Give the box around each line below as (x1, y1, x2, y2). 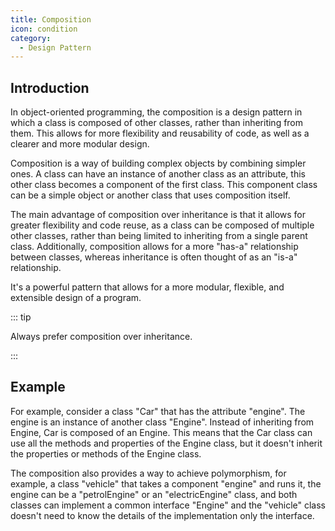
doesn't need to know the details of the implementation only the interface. (10, 509, 315, 521)
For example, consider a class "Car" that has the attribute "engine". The (10, 405, 306, 417)
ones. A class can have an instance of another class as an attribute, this (10, 168, 306, 180)
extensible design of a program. (10, 292, 142, 304)
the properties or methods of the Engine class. (10, 447, 202, 460)
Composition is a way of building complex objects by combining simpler (10, 157, 307, 170)
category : (10, 33, 52, 43)
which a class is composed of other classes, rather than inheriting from (10, 117, 304, 129)
